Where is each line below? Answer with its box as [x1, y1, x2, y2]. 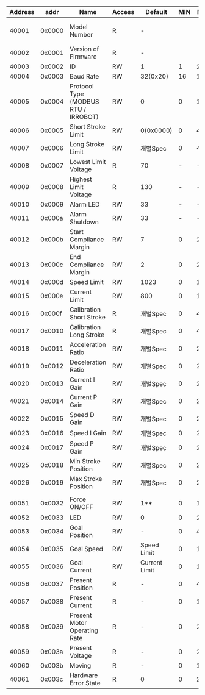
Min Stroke [69, 457, 101, 465]
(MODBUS [69, 98, 99, 105]
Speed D [69, 411, 95, 419]
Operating [69, 626, 99, 635]
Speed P [69, 440, 94, 447]
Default [145, 8, 168, 16]
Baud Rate [69, 73, 99, 80]
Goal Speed [69, 545, 104, 553]
